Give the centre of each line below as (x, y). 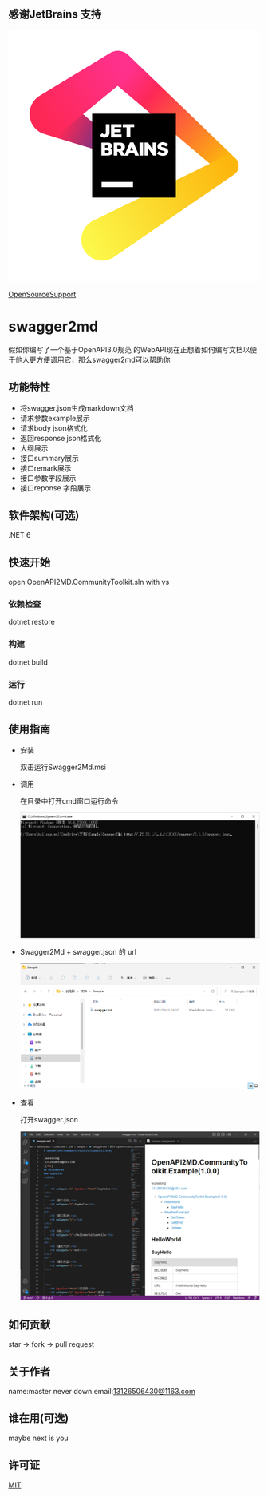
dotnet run (26, 702)
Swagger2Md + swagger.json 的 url (78, 952)
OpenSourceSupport (42, 294)
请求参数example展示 (55, 418)
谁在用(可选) (39, 1418)
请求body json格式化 (53, 428)
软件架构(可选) (44, 515)
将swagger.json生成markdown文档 (77, 408)
